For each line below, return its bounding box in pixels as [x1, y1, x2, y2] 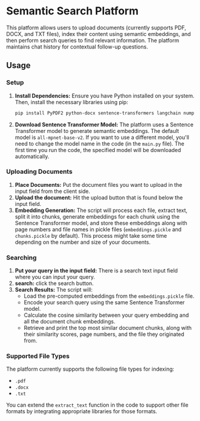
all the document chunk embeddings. [23, 318, 116, 325]
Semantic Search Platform [6, 4, 139, 18]
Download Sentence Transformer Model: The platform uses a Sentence [14, 121, 194, 128]
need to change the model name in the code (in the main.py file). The [14, 140, 184, 147]
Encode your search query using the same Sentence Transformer [23, 299, 185, 306]
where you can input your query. [14, 274, 96, 281]
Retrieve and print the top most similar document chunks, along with [23, 325, 192, 332]
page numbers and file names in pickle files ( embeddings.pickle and [14, 226, 182, 233]
